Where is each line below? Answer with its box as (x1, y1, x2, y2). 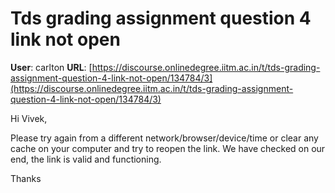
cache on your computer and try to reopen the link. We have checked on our (10, 142, 326, 154)
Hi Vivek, (10, 112, 48, 124)
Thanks (10, 172, 42, 184)
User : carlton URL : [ (10, 61, 93, 73)
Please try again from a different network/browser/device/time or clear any (10, 132, 319, 144)
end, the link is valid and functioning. (10, 153, 162, 165)
